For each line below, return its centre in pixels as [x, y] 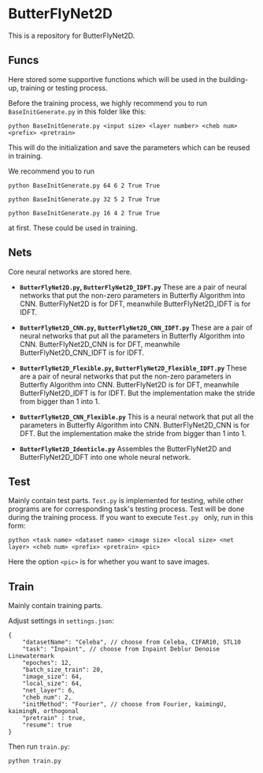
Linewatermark [31, 656]
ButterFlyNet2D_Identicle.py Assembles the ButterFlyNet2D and [125, 448]
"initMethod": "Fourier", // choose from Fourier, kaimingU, [124, 704]
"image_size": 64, [52, 677]
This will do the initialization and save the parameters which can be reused [129, 148]
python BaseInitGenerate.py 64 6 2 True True [84, 185]
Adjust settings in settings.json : [61, 621]
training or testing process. [64, 88]
